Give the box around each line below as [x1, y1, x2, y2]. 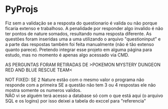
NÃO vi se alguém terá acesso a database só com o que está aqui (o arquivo [5, 92, 163, 98]
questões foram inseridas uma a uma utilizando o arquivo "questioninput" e [5, 36, 161, 42]
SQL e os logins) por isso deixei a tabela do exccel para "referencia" [5, 97, 146, 103]
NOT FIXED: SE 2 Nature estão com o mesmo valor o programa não [5, 76, 144, 82]
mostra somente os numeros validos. [5, 87, 82, 93]
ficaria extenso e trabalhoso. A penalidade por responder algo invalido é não [5, 25, 163, 31]
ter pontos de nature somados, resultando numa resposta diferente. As [5, 30, 152, 36]
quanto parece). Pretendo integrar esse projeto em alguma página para [5, 46, 152, 52]
